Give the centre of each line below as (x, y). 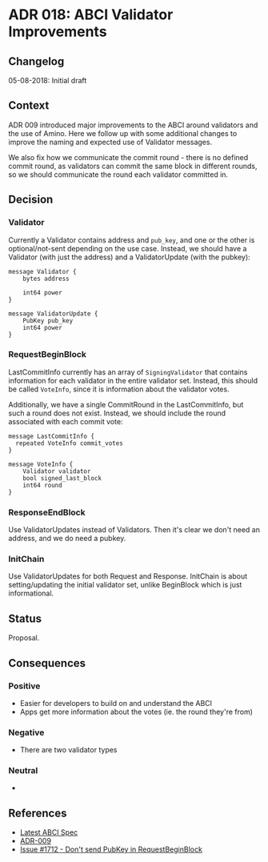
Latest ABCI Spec (49, 832)
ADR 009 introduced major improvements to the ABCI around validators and (133, 125)
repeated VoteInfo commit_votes (70, 443)
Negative (26, 732)
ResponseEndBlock (47, 512)
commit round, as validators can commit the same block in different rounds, (133, 166)
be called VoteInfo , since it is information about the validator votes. (119, 389)
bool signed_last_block (62, 478)
